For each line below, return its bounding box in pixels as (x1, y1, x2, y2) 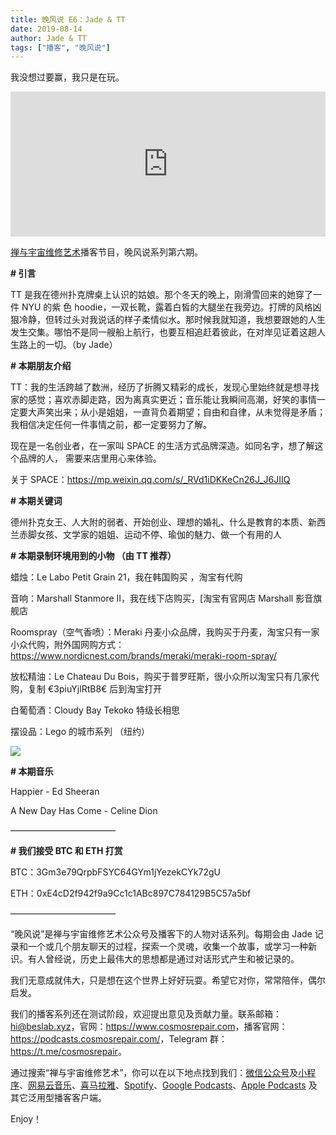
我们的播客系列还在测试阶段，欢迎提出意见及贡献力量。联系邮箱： (10, 1008, 282, 1020)
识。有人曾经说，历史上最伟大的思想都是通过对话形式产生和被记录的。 (10, 953, 300, 965)
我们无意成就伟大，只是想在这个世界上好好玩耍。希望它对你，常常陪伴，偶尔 (10, 974, 326, 986)
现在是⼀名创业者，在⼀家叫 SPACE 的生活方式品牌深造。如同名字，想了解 (10, 440, 315, 452)
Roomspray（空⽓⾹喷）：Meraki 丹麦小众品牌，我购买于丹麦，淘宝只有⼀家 (10, 626, 320, 638)
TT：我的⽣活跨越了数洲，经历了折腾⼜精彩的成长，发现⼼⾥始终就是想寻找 (10, 381, 320, 393)
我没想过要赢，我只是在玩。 (10, 71, 125, 83)
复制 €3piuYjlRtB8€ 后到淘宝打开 (27, 683, 163, 695)
